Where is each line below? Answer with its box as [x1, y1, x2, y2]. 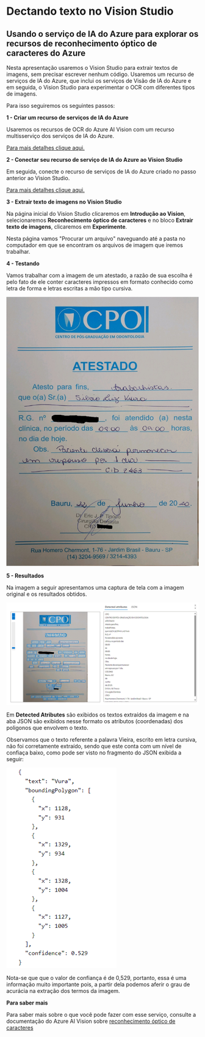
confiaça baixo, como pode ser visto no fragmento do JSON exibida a [6, 749, 182, 756]
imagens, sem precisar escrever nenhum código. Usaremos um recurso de [6, 70, 195, 78]
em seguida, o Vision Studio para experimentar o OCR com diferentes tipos [6, 84, 195, 91]
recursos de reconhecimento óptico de [6, 38, 157, 48]
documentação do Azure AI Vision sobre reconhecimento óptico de [6, 1017, 176, 1025]
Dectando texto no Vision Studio [6, 4, 174, 18]
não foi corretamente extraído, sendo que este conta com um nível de [6, 742, 182, 750]
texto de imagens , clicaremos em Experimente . [6, 223, 128, 230]
